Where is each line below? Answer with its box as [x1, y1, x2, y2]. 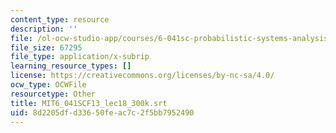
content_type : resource [10, 14, 110, 25]
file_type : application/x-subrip [10, 52, 150, 62]
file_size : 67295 [10, 42, 83, 53]
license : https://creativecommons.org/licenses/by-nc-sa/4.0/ [10, 71, 275, 81]
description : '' [10, 24, 78, 34]
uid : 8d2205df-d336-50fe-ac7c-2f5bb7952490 [10, 107, 195, 118]
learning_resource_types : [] [10, 61, 132, 71]
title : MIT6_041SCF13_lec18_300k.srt [10, 98, 168, 108]
